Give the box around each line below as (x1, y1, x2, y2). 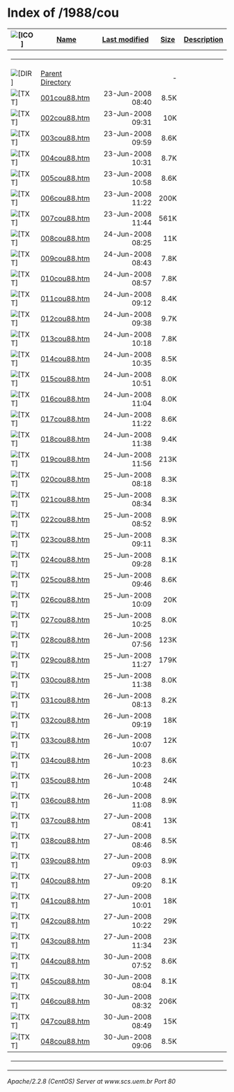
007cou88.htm (40, 213, 91, 223)
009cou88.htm (40, 253, 91, 263)
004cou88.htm (40, 153, 91, 163)
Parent (40, 68, 63, 78)
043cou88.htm (40, 936, 91, 945)
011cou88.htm (40, 293, 91, 303)
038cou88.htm (40, 836, 91, 846)
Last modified (102, 34, 149, 44)
